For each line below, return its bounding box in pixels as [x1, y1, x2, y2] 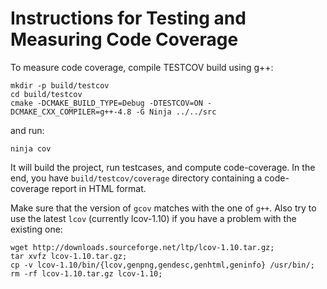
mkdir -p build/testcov [10, 80, 110, 91]
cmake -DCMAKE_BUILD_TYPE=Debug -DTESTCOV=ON [10, 98, 203, 108]
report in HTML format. [51, 182, 147, 194]
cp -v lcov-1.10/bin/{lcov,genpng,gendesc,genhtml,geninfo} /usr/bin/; [10, 260, 315, 270]
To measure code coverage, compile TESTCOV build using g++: [10, 61, 274, 73]
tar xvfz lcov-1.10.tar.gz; [10, 251, 128, 261]
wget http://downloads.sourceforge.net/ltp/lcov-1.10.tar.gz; [10, 242, 275, 252]
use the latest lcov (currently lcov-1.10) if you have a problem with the [10, 212, 297, 224]
